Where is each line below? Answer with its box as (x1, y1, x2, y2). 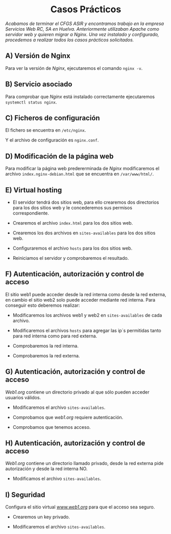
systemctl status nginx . (5, 99, 57, 105)
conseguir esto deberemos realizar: (5, 302, 80, 308)
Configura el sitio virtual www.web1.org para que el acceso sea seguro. (5, 504, 155, 510)
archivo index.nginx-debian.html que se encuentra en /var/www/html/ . (5, 171, 154, 177)
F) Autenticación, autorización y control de (5, 270, 144, 279)
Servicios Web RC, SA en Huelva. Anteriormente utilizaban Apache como (5, 26, 159, 32)
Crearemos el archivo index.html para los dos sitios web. (12, 220, 133, 226)
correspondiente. (12, 210, 50, 216)
